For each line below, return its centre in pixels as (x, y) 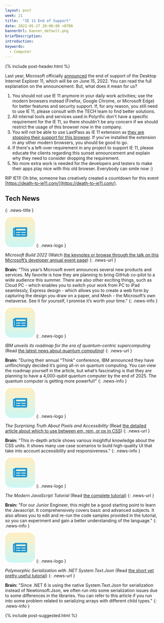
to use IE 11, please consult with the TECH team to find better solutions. (84, 111)
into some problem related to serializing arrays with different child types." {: (81, 601)
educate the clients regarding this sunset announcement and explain (81, 153)
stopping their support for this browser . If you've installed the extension (84, 137)
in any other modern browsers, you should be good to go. (70, 143)
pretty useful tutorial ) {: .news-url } (40, 576)
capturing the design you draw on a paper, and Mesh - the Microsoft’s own (80, 296)
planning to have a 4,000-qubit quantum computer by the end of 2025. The (81, 376)
